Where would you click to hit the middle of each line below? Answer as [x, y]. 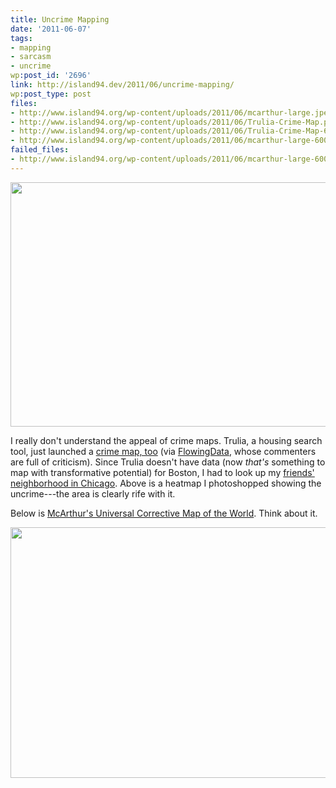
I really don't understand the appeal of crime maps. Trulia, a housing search [166, 440]
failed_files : [40, 150]
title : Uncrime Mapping [60, 19]
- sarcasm [31, 57]
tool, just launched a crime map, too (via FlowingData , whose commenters [163, 451]
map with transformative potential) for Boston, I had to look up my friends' [162, 472]
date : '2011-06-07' [51, 29]
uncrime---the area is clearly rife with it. [93, 493]
